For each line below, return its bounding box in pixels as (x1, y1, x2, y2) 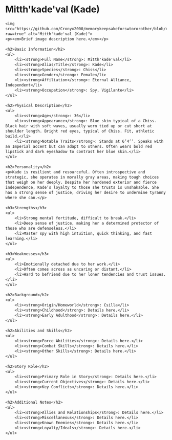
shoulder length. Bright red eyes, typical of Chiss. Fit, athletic (5, 128, 155, 134)
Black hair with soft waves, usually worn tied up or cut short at (5, 123, 153, 128)
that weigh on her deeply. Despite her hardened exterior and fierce (5, 180, 157, 185)
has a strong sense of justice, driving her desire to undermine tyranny (5, 190, 166, 195)
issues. (149, 272, 166, 277)
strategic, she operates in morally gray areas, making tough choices (5, 174, 159, 180)
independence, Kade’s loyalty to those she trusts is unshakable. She (5, 185, 159, 190)
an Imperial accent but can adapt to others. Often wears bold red (5, 144, 153, 149)
